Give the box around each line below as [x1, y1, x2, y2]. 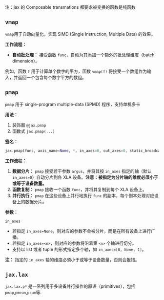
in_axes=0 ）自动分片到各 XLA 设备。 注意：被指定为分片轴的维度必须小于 [12, 174, 159, 180]
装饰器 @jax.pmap [12, 122, 46, 128]
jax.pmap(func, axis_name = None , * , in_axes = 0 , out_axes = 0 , [5, 148, 128, 153]
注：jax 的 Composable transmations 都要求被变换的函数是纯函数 [5, 4, 136, 10]
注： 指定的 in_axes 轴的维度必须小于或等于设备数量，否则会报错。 [5, 257, 140, 262]
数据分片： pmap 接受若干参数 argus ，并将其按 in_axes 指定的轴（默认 [12, 168, 152, 174]
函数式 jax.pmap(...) [12, 128, 55, 134]
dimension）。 [12, 58, 40, 64]
